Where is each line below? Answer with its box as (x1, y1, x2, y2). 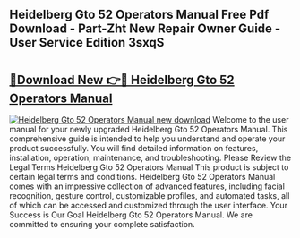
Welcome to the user (211, 115, 289, 124)
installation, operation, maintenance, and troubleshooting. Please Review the (9, 152, 292, 163)
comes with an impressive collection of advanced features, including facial (9, 181, 285, 191)
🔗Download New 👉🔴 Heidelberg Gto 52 (9, 72, 235, 88)
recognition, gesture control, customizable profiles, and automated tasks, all (9, 191, 290, 200)
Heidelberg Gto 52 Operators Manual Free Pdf (9, 7, 270, 22)
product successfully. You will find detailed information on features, (9, 143, 259, 153)
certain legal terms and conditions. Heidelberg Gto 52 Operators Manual (9, 172, 276, 182)
